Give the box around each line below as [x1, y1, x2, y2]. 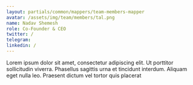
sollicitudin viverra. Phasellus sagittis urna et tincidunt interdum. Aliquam [6, 65, 188, 72]
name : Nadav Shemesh [6, 20, 59, 26]
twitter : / [6, 31, 34, 37]
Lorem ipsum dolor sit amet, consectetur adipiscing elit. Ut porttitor [6, 58, 174, 66]
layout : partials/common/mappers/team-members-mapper [6, 8, 145, 15]
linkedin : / [6, 43, 36, 49]
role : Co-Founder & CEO [6, 25, 67, 32]
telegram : [6, 37, 31, 43]
